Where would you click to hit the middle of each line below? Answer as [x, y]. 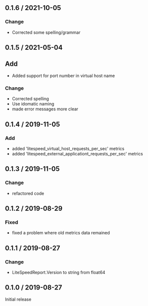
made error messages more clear [45, 109]
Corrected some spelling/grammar [46, 32]
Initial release [18, 299]
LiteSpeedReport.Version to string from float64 [59, 272]
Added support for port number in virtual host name [63, 76]
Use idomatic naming [33, 104]
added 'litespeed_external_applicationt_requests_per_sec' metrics [77, 153]
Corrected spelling [30, 99]
